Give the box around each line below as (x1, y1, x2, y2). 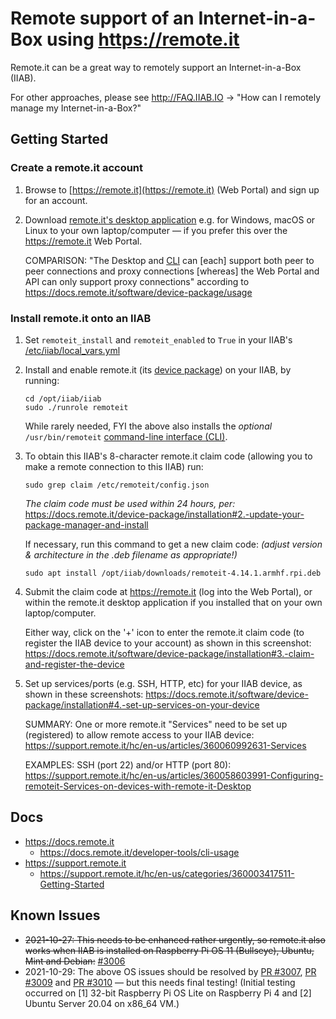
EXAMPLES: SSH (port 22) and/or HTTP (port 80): (24, 758, 232, 771)
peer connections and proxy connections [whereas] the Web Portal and (24, 265, 320, 277)
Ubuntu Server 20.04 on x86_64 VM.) (24, 997, 180, 1009)
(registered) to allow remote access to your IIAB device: (24, 728, 255, 741)
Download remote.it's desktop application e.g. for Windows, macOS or (24, 213, 316, 226)
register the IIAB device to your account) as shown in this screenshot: (24, 637, 312, 649)
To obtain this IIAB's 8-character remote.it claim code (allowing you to (24, 450, 313, 462)
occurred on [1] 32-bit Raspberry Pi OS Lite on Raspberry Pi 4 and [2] (24, 987, 312, 999)
